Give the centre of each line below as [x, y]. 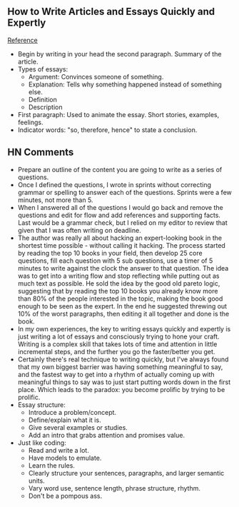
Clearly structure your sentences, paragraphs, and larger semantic [126, 473]
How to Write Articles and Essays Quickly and [111, 12]
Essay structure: [42, 405]
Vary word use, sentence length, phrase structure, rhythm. [115, 488]
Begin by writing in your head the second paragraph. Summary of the [119, 54]
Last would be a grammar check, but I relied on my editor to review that [123, 222]
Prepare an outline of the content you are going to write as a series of [120, 169]
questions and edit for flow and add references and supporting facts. [119, 215]
